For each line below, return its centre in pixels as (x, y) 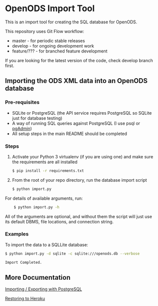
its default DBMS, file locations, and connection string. (59, 221)
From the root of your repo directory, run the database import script (79, 180)
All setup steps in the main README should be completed (70, 134)
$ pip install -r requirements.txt (48, 170)
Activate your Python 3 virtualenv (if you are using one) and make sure (83, 156)
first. (10, 66)
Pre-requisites (22, 102)
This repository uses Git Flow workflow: (45, 31)
